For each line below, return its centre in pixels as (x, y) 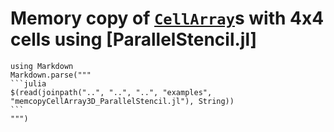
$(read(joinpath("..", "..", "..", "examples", (111, 92)
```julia (28, 83)
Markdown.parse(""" (51, 75)
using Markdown (42, 66)
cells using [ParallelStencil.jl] (134, 39)
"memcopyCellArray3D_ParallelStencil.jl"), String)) (122, 101)
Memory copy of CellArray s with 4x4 (167, 18)
